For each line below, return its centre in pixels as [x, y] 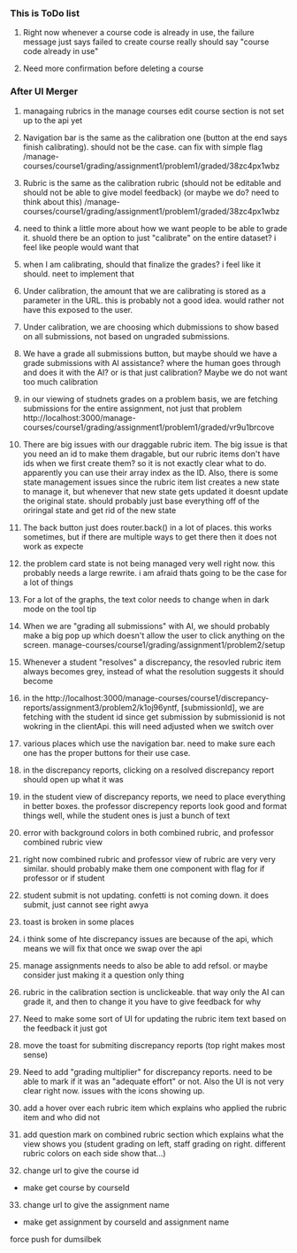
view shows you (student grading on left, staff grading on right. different [154, 1144]
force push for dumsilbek [56, 1239]
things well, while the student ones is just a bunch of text [126, 815]
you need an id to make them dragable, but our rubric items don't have [152, 454]
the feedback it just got [65, 1028]
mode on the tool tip [59, 609]
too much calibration [60, 381]
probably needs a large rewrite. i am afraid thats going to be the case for [155, 572]
